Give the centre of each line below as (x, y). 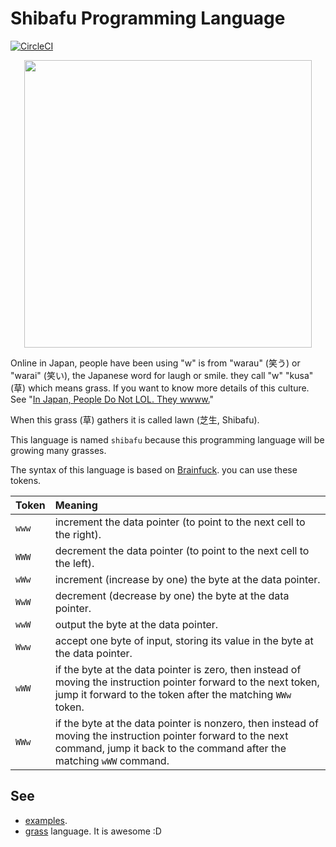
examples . (46, 820)
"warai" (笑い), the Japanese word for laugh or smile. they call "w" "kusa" (162, 375)
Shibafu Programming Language (148, 18)
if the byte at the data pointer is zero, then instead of (178, 669)
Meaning (76, 505)
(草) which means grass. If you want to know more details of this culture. (160, 388)
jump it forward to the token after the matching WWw (173, 694)
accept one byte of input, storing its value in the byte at (184, 640)
